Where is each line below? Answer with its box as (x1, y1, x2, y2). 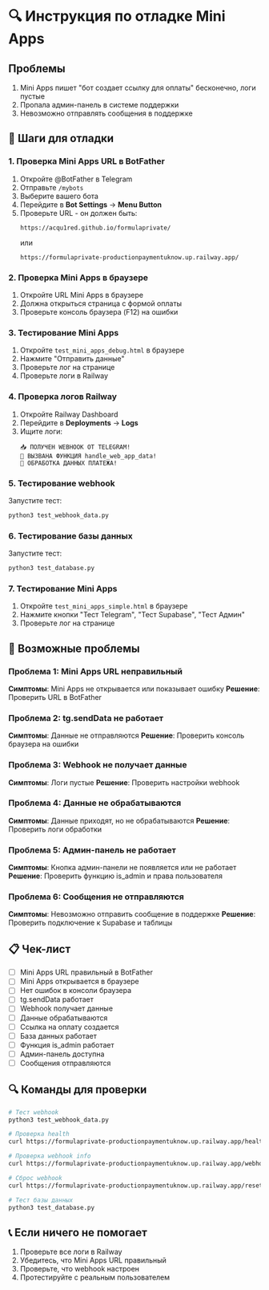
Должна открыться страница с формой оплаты (19, 299, 183, 308)
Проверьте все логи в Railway (19, 1247, 122, 1257)
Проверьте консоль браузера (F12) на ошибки (19, 307, 179, 316)
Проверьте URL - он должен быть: (19, 208, 138, 218)
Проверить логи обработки (8, 824, 102, 834)
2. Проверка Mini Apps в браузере (8, 271, 148, 283)
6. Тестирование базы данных (8, 530, 134, 541)
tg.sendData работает (19, 995, 94, 1004)
